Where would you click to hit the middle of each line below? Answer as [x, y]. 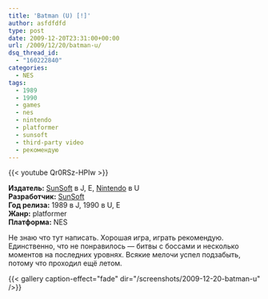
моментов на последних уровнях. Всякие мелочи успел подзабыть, [125, 255]
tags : [17, 83]
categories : [28, 68]
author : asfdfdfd [37, 23]
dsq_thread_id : [34, 53]
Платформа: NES [38, 222]
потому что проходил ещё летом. [65, 263]
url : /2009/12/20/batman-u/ [55, 46]
